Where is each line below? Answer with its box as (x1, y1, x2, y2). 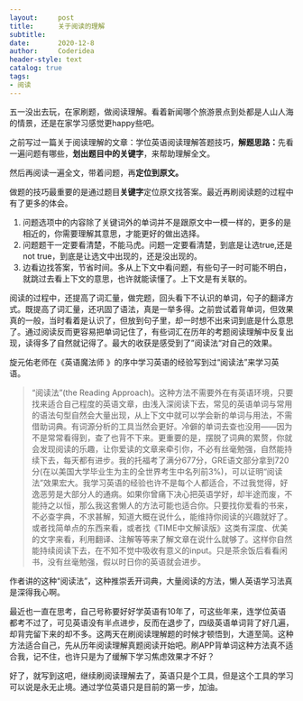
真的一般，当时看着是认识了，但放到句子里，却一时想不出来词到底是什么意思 (9, 315, 294, 326)
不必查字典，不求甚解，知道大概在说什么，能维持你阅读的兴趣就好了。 (31, 511, 293, 521)
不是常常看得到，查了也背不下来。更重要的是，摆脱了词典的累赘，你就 (31, 432, 293, 443)
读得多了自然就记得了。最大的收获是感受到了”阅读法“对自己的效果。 (24, 337, 278, 348)
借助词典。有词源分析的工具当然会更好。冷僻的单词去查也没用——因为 (31, 420, 293, 431)
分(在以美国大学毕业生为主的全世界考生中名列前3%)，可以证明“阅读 (31, 466, 283, 476)
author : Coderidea (9, 47, 95, 56)
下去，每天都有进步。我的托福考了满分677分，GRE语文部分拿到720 (39, 455, 289, 466)
